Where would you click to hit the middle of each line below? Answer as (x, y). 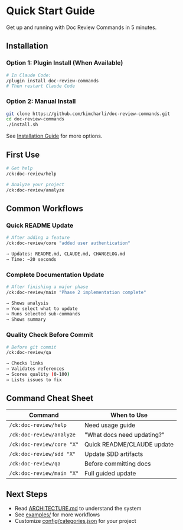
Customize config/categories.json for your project (76, 521)
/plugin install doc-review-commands (53, 81)
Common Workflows (45, 208)
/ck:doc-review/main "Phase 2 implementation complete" (76, 292)
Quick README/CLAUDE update (129, 444)
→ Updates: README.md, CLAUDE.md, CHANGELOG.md (66, 254)
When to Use (129, 415)
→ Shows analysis (27, 303)
